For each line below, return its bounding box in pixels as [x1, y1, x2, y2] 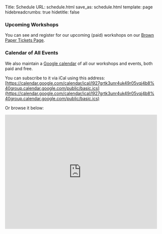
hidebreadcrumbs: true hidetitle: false [5, 9, 80, 15]
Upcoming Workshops [5, 21, 59, 28]
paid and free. [5, 65, 33, 72]
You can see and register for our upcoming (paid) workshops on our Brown [5, 32, 154, 38]
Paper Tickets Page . [5, 37, 45, 43]
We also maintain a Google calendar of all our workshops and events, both [5, 60, 153, 66]
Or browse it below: [5, 105, 44, 111]
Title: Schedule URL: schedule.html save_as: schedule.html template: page [5, 4, 153, 10]
